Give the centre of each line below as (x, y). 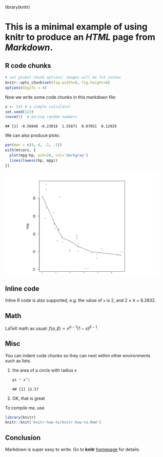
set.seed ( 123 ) (20, 112)
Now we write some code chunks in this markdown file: (61, 97)
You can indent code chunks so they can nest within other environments (78, 355)
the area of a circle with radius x (44, 370)
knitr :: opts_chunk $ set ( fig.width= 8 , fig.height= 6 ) (58, 83)
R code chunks (28, 65)
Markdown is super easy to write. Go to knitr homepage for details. (73, 450)
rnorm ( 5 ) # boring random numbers (41, 117)
